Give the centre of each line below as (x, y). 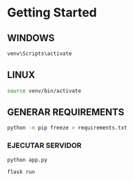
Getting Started (52, 13)
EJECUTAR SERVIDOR (44, 145)
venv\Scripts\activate (40, 53)
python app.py (27, 160)
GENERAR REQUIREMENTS (66, 112)
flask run (21, 172)
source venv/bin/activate (44, 90)
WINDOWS (31, 38)
